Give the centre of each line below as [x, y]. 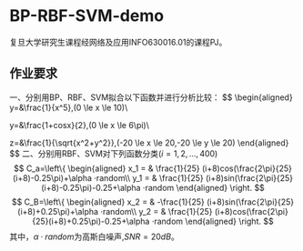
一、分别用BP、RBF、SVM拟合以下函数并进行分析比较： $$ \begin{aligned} [151, 97]
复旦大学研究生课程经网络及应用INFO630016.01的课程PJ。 [118, 42]
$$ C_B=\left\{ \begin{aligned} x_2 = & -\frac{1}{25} [108, 202]
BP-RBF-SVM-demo [87, 16]
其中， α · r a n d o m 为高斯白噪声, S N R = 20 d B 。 [94, 236]
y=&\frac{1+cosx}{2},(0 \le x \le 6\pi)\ [80, 125]
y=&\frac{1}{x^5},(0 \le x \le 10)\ [69, 107]
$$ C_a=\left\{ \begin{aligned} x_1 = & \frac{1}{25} [106, 168]
